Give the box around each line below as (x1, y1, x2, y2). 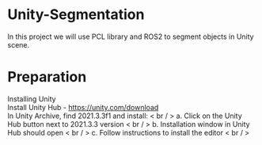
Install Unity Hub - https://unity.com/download (7, 102, 159, 112)
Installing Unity (7, 93, 56, 104)
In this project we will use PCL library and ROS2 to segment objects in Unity (7, 32, 254, 41)
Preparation (7, 68, 87, 86)
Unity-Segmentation (7, 6, 145, 24)
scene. (7, 40, 30, 49)
